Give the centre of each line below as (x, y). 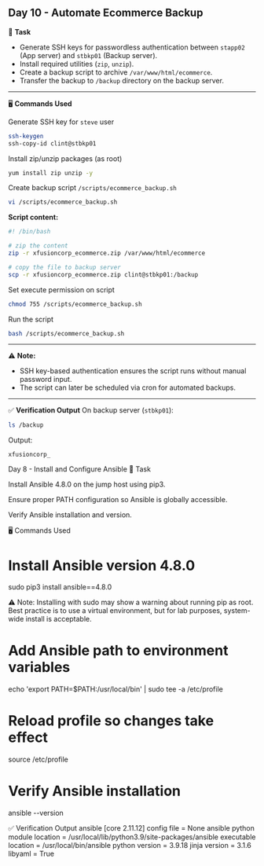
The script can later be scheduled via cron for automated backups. (127, 387)
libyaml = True (31, 854)
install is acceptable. (59, 619)
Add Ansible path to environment (118, 651)
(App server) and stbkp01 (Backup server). (88, 55)
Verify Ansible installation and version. (70, 515)
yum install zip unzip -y (50, 173)
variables (39, 668)
